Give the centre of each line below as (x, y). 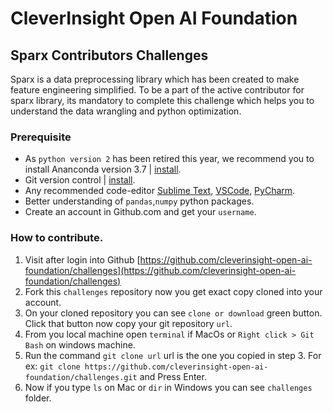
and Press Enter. (173, 376)
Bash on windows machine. (80, 344)
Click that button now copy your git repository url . (128, 323)
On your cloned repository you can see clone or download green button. (173, 313)
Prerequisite (41, 137)
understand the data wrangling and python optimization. (126, 111)
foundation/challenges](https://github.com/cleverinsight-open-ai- (160, 270)
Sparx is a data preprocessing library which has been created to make (155, 79)
